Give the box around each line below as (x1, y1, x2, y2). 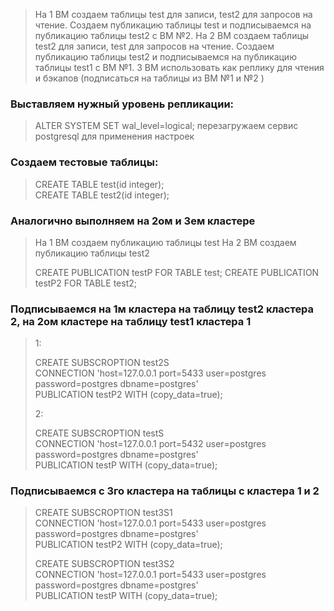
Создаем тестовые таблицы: (10, 155, 159, 169)
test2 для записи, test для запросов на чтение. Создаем (34, 40, 275, 52)
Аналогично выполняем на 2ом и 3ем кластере (10, 214, 256, 228)
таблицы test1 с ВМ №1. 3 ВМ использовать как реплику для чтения (34, 62, 325, 73)
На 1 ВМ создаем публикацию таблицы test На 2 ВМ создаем (34, 236, 297, 248)
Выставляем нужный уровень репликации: (10, 97, 235, 111)
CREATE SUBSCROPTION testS (34, 427, 165, 439)
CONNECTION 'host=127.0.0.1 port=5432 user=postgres (34, 438, 267, 450)
